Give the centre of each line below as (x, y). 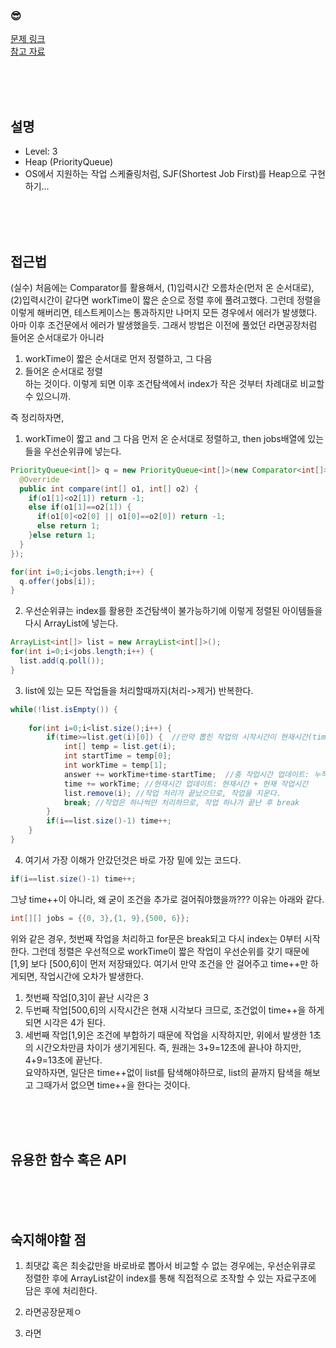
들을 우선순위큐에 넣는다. (73, 451)
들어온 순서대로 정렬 (63, 371)
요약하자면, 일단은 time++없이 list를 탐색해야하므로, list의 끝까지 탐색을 (163, 1072)
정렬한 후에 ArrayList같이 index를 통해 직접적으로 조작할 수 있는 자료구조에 (170, 1278)
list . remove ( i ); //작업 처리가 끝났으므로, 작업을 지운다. (172, 793)
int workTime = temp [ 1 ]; (115, 765)
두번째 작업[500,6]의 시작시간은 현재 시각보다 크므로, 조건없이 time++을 (165, 1010)
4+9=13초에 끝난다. (63, 1060)
